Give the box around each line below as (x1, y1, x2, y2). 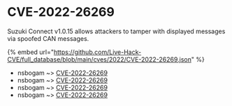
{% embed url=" (7, 48, 55, 56)
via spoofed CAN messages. (7, 34, 89, 42)
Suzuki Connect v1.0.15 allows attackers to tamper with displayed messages (7, 27, 226, 35)
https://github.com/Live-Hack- (53, 48, 142, 56)
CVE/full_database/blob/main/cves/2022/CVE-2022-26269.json (7, 55, 192, 63)
